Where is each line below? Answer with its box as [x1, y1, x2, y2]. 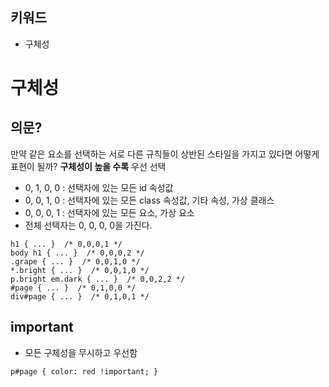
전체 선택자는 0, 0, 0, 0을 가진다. [24, 219, 153, 231]
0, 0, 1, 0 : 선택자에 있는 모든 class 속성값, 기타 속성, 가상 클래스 [24, 194, 275, 206]
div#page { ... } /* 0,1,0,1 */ [10, 291, 150, 302]
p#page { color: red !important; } [10, 366, 159, 377]
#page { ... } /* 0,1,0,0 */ [10, 283, 137, 293]
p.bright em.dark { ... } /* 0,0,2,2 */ [10, 274, 186, 284]
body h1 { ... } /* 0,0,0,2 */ [10, 248, 145, 258]
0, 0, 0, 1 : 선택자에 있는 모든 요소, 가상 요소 [24, 206, 195, 218]
